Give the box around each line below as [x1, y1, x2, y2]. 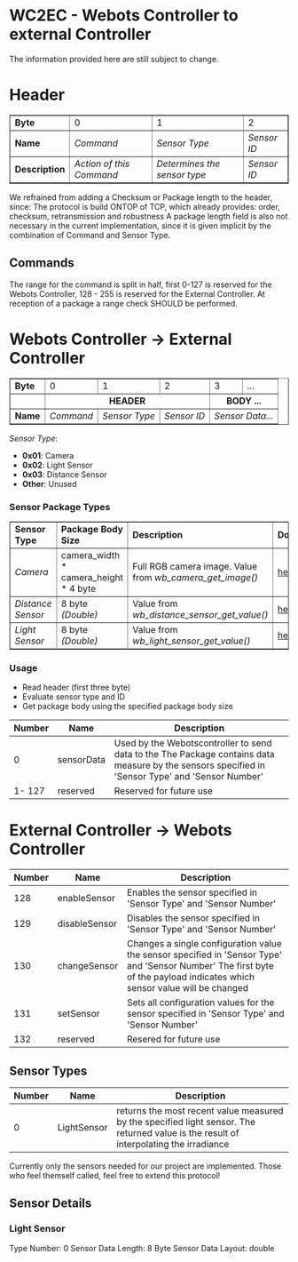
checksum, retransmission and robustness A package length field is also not [9, 211, 288, 221]
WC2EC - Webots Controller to [9, 5, 239, 26]
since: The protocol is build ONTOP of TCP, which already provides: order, [9, 201, 281, 212]
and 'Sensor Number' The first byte [127, 960, 275, 972]
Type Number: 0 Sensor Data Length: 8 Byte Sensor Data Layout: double [9, 1242, 275, 1253]
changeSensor [57, 960, 119, 972]
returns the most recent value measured [116, 1104, 284, 1116]
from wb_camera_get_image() [132, 571, 259, 583]
